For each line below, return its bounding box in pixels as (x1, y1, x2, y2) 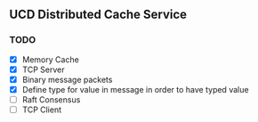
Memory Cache (21, 53, 80, 65)
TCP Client (21, 104, 62, 115)
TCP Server (21, 64, 65, 75)
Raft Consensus (21, 94, 81, 105)
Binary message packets (21, 74, 113, 85)
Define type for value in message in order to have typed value (21, 84, 249, 94)
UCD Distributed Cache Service (9, 7, 188, 22)
